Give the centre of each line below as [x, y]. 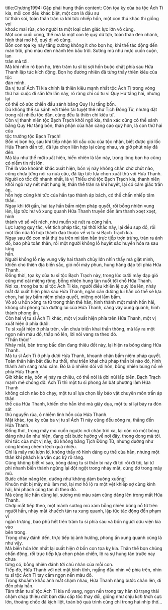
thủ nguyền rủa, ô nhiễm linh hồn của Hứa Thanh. [57, 415]
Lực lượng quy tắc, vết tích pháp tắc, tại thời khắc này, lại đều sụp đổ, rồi [80, 227]
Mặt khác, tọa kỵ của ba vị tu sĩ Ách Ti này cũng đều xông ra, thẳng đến [80, 420]
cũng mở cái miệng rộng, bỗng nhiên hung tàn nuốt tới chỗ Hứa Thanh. [79, 281]
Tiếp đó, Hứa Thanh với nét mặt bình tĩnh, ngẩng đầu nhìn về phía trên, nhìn [83, 570]
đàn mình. [16, 83]
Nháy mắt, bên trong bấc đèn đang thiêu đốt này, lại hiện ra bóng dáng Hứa [83, 345]
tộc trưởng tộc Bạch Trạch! [33, 136]
